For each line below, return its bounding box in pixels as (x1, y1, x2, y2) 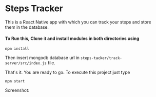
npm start (5, 79, 25, 84)
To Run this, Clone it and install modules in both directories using (5, 35, 139, 41)
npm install (5, 46, 29, 51)
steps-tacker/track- (80, 56, 122, 61)
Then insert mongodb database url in (5, 55, 79, 61)
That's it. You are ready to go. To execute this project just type (5, 69, 130, 76)
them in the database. (5, 24, 49, 30)
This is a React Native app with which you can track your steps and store (5, 19, 152, 25)
